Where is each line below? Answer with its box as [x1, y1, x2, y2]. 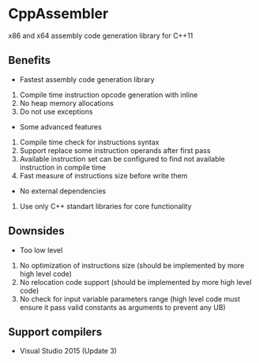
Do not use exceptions [19, 107, 93, 116]
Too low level [19, 245, 63, 255]
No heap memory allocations [19, 98, 114, 107]
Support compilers [8, 325, 103, 339]
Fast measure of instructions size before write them [19, 170, 188, 180]
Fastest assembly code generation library [19, 74, 156, 84]
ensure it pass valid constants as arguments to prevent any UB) [19, 302, 227, 312]
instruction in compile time [19, 163, 107, 172]
